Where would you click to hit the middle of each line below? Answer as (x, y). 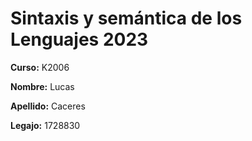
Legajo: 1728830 (45, 125)
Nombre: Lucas (42, 86)
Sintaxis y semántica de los (126, 18)
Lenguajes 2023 (79, 39)
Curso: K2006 (40, 67)
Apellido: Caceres (48, 106)
